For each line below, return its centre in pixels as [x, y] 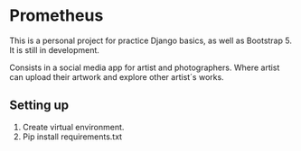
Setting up [39, 106]
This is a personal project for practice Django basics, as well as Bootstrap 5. [150, 40]
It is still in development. [54, 49]
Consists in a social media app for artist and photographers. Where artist [145, 67]
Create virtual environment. [73, 127]
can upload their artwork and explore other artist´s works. [117, 76]
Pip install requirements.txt [72, 137]
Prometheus [56, 16]
